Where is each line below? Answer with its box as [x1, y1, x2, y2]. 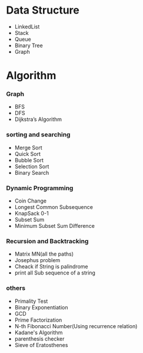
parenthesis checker [14, 335, 65, 342]
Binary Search [14, 169, 49, 176]
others [6, 284, 25, 292]
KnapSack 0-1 [14, 210, 49, 217]
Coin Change [14, 197, 47, 204]
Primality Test [14, 298, 48, 305]
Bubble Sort [14, 156, 44, 164]
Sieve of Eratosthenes [14, 341, 68, 348]
